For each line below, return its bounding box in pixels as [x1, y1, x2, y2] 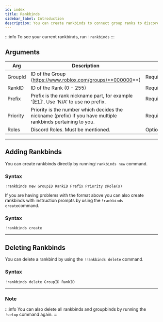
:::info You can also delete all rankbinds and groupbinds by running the [5, 306, 147, 312]
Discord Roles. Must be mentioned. [31, 127, 111, 133]
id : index [5, 7, 25, 12]
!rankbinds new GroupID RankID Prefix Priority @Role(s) [5, 184, 123, 189]
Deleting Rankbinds [5, 243, 65, 252]
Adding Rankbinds [5, 148, 62, 156]
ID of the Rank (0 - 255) [31, 84, 86, 91]
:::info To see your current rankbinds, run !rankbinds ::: [5, 34, 115, 40]
